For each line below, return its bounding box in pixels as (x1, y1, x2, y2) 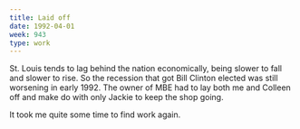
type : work (9, 38, 51, 48)
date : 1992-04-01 (9, 22, 75, 31)
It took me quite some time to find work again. (9, 109, 181, 120)
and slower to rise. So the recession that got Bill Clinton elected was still (9, 73, 278, 84)
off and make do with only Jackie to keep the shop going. (9, 92, 224, 103)
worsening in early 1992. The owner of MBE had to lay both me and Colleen (9, 82, 292, 93)
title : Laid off (9, 13, 71, 23)
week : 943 (9, 30, 47, 39)
